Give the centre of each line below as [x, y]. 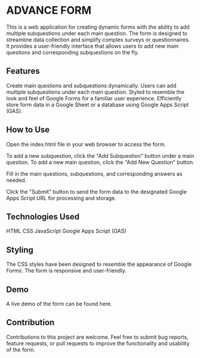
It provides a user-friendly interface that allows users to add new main [93, 46]
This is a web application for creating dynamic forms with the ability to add [98, 27]
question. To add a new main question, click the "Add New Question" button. [100, 162]
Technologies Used [43, 217]
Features [23, 71]
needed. [16, 180]
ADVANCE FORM [49, 10]
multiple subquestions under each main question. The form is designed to [97, 33]
